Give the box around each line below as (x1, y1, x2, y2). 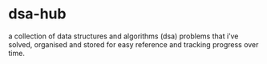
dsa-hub (8, 5, 67, 23)
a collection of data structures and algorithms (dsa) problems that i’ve (8, 31, 239, 41)
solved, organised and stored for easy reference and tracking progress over (8, 39, 259, 49)
